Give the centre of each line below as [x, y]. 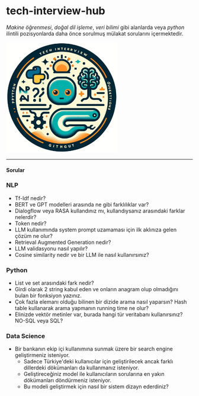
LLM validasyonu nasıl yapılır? [51, 248]
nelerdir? [25, 217]
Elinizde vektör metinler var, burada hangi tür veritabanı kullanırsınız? [99, 314]
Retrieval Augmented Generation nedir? [63, 242]
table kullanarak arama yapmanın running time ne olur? [82, 308]
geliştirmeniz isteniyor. [42, 355]
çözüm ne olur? [34, 236]
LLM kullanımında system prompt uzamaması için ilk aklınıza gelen [95, 230]
